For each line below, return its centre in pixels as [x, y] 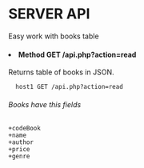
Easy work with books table [54, 36]
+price [19, 150]
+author [21, 142]
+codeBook [25, 129]
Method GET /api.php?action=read [78, 54]
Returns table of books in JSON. [61, 72]
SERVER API [49, 14]
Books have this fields [45, 104]
